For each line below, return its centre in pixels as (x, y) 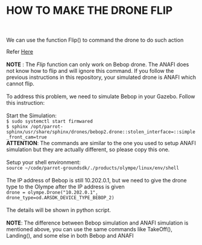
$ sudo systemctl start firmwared (50, 121)
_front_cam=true (27, 137)
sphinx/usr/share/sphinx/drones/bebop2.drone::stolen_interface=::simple (101, 132)
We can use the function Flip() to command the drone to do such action (95, 40)
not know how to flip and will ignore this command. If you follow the (90, 70)
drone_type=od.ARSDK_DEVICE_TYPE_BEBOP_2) (60, 197)
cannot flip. (21, 83)
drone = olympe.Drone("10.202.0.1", (52, 192)
